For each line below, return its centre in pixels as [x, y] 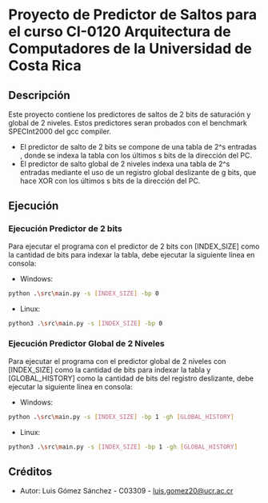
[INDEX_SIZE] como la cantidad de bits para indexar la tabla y [110, 369]
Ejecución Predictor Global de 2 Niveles [87, 344]
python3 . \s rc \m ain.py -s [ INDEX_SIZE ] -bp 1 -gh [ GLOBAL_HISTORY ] [123, 447]
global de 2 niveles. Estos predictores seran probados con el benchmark [128, 123]
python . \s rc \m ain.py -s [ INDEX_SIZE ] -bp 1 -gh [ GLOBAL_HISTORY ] [121, 417]
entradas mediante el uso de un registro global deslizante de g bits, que [138, 172]
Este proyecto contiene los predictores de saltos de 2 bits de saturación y [130, 114]
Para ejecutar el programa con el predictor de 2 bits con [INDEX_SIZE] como [134, 246]
